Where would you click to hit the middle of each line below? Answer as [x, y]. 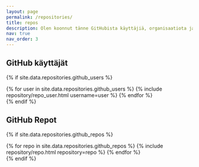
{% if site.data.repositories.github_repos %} [60, 134]
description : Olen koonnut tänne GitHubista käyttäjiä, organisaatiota [96, 28]
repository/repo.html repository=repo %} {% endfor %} [73, 152]
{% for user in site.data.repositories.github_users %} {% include [84, 89]
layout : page [22, 12]
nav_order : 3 [22, 39]
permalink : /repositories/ [39, 17]
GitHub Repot [32, 120]
